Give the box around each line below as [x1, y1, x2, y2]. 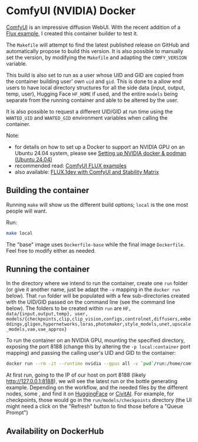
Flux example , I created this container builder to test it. [6, 29, 138, 37]
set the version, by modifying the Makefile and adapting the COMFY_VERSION [6, 54, 187, 61]
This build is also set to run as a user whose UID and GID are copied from [6, 71, 184, 78]
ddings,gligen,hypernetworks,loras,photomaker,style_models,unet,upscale [6, 321, 192, 328]
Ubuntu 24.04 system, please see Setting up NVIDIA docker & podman [14, 149, 187, 157]
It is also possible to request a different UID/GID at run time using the [6, 108, 173, 115]
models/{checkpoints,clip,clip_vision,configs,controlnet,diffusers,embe [6, 316, 192, 322]
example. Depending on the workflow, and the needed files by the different [6, 384, 188, 391]
